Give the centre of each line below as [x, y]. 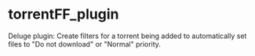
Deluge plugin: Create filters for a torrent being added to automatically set [127, 36]
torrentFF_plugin [64, 14]
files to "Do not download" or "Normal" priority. [84, 44]
